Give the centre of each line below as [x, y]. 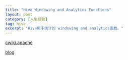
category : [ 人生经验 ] [26, 19]
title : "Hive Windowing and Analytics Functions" [58, 10]
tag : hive [16, 24]
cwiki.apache [19, 42]
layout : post [19, 14]
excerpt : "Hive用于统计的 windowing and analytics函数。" [64, 28]
